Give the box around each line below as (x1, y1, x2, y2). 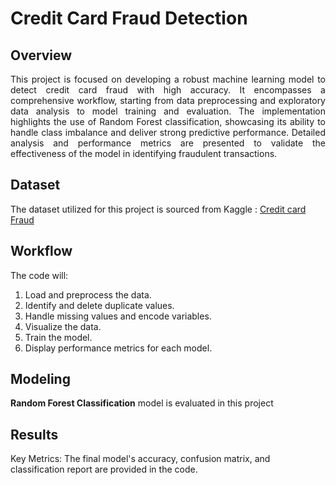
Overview (10, 47, 73, 64)
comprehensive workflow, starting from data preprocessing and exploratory (10, 95, 326, 106)
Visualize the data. (24, 320, 102, 332)
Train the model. (24, 331, 93, 343)
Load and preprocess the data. (24, 288, 152, 301)
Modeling (10, 371, 71, 388)
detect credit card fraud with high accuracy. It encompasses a (10, 84, 326, 96)
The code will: (10, 269, 69, 281)
